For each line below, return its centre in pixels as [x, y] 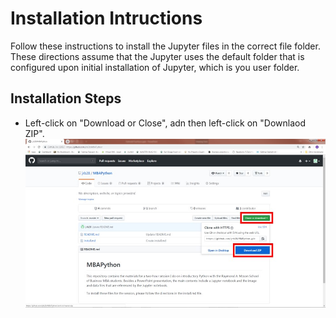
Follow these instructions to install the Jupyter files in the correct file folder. [165, 46]
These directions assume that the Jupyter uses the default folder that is [157, 56]
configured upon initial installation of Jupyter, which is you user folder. [155, 67]
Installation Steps [66, 98]
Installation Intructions [106, 18]
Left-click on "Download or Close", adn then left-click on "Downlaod [165, 123]
